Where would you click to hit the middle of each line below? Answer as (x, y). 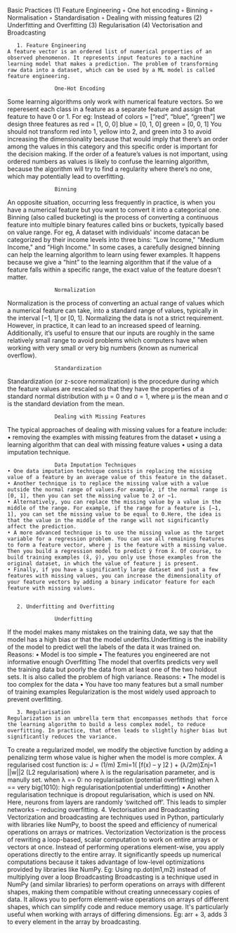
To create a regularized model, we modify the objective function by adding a (118, 750)
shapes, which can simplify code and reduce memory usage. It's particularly (118, 907)
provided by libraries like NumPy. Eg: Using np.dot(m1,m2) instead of (107, 869)
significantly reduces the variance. (63, 737)
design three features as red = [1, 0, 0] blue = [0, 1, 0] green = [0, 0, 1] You (114, 124)
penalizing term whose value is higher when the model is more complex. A (115, 757)
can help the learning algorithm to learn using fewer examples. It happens (114, 255)
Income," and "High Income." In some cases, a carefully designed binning (114, 247)
